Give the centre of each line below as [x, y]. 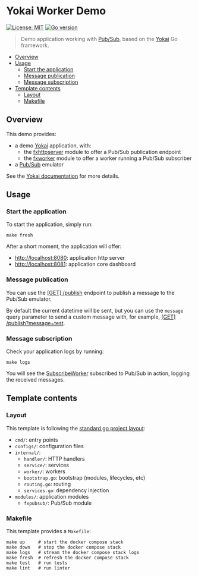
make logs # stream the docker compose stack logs [73, 553]
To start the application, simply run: [50, 225]
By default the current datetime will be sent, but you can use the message [95, 310]
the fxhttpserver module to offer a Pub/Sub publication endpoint [102, 152]
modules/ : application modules [52, 496]
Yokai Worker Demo [56, 11]
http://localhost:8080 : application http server [70, 258]
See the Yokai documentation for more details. [63, 176]
